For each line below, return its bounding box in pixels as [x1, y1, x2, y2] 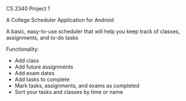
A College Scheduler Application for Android [6, 17, 114, 23]
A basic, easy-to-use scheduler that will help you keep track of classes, [6, 28, 180, 35]
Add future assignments [14, 63, 74, 70]
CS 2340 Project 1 [6, 5, 50, 12]
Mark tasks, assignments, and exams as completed [14, 82, 140, 89]
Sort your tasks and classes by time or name [14, 89, 123, 95]
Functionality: [6, 45, 40, 53]
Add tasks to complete [14, 76, 70, 83]
